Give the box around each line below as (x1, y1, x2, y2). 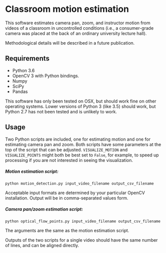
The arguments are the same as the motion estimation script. (5, 227, 130, 233)
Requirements (5, 54, 50, 63)
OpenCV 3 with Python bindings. (12, 73, 79, 79)
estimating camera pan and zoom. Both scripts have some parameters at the (5, 141, 162, 147)
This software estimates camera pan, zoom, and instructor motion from (5, 20, 151, 26)
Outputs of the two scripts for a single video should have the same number (5, 237, 158, 243)
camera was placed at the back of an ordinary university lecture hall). (5, 30, 147, 36)
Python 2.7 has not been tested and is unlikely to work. (5, 108, 117, 114)
